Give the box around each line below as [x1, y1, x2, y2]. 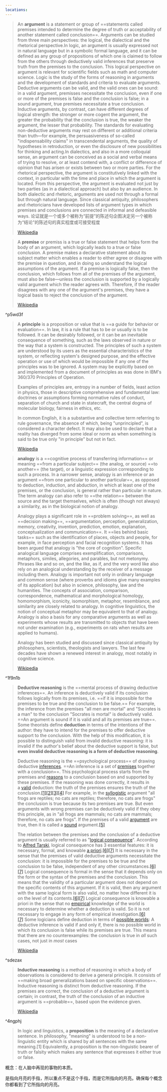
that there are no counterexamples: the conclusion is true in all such [17, 932, 157, 938]
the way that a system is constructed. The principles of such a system [17, 342, 162, 348]
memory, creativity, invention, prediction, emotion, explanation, [17, 523, 147, 529]
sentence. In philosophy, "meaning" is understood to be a [17, 1033, 136, 1039]
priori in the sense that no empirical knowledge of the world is [17, 900, 145, 906]
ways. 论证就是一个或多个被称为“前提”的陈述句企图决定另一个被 [17, 213, 149, 219]
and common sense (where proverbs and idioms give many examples [17, 576, 161, 582]
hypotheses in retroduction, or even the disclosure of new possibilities [17, 143, 162, 149]
